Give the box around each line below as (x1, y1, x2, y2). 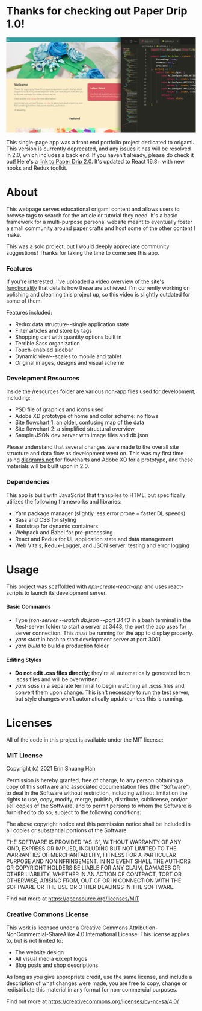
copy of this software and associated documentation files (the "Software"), (6, 783, 192, 791)
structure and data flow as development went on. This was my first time (6, 450, 184, 457)
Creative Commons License (6, 910, 89, 919)
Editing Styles (6, 656, 42, 663)
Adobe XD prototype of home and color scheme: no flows (14, 412, 158, 420)
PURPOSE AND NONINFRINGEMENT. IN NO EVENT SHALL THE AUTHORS (6, 858, 191, 865)
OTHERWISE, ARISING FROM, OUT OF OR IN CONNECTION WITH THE (6, 877, 182, 884)
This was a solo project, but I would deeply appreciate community (6, 243, 170, 250)
